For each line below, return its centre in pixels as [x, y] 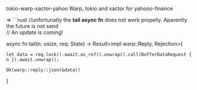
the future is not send [32, 26]
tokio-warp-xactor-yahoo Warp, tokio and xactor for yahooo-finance [90, 9]
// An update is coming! [35, 32]
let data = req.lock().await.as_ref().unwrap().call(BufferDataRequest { [99, 55]
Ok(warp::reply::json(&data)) [43, 70]
